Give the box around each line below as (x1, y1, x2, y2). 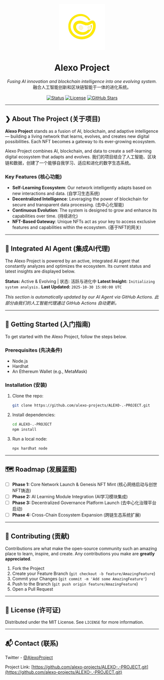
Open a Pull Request (12, 586, 54, 592)
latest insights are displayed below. (5, 268, 76, 274)
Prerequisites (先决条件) (5, 346, 62, 353)
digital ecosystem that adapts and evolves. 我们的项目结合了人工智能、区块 (5, 153, 156, 160)
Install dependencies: (12, 412, 56, 418)
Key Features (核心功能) (5, 173, 62, 180)
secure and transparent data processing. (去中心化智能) (12, 202, 124, 208)
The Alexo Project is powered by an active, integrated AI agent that (5, 258, 140, 264)
